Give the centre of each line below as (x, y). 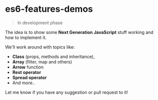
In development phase (40, 23)
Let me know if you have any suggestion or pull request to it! (67, 92)
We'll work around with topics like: (40, 47)
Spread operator (29, 77)
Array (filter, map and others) (42, 62)
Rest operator (27, 72)
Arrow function (28, 67)
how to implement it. (26, 37)
